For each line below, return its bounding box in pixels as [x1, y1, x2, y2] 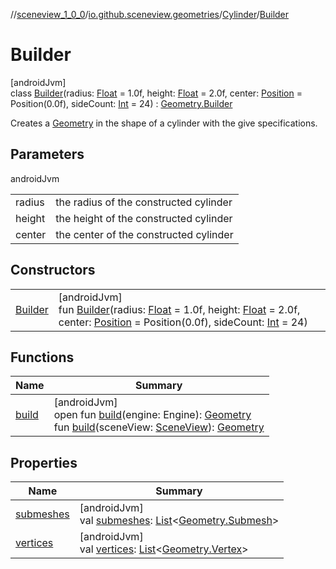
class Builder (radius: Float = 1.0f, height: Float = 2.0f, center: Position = [10, 87, 303, 99]
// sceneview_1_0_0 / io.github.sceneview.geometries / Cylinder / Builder [10, 9, 290, 20]
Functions [10, 349, 75, 366]
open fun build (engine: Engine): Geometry [53, 408, 252, 422]
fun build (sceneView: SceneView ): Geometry [53, 420, 265, 434]
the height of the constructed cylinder [55, 211, 233, 225]
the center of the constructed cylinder [55, 227, 234, 241]
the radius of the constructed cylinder [55, 195, 233, 209]
